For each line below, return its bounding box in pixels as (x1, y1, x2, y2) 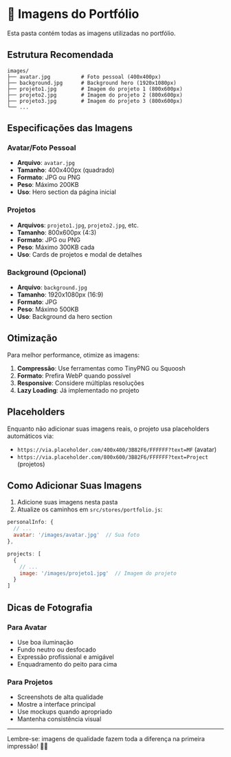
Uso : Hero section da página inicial (16, 188, 117, 196)
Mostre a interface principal (16, 700, 96, 709)
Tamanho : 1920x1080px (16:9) (16, 291, 104, 299)
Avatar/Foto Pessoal (7, 143, 76, 153)
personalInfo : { (7, 519, 54, 526)
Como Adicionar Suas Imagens (7, 480, 142, 492)
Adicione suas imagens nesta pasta (16, 498, 118, 507)
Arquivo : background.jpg (16, 283, 87, 292)
